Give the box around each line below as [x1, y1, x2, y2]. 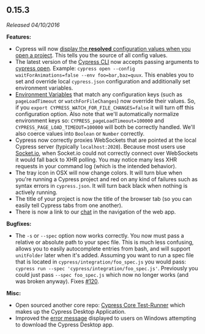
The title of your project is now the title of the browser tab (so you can [15, 195, 192, 202]
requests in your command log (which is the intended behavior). [15, 162, 177, 169]
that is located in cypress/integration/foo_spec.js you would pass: [15, 258, 187, 265]
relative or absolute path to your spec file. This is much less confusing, [15, 238, 194, 246]
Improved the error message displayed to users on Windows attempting [15, 314, 196, 322]
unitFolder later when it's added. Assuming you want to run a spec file [15, 251, 194, 258]
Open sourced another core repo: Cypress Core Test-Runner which [15, 301, 185, 309]
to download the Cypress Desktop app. [15, 320, 114, 328]
